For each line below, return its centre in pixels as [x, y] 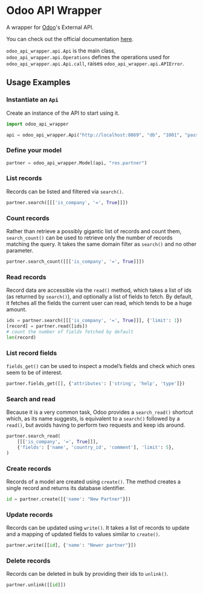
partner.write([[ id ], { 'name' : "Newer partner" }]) [71, 545]
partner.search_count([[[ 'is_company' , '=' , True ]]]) [76, 262]
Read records [26, 277]
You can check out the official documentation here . [70, 39]
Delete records [28, 561]
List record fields [32, 353]
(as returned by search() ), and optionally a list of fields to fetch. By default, [100, 297]
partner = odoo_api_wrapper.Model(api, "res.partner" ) [77, 163]
